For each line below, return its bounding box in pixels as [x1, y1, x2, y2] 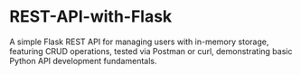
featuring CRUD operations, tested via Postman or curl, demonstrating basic [9, 45, 293, 56]
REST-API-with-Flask [9, 6, 173, 27]
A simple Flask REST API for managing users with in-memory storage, [9, 36, 269, 47]
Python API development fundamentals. [9, 55, 157, 66]
